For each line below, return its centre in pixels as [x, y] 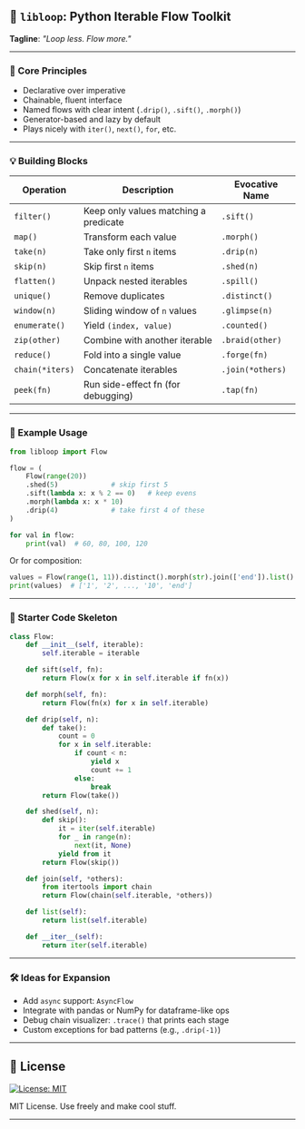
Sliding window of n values [140, 311]
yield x [105, 761]
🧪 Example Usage [49, 433]
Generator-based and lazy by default [92, 120]
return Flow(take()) [81, 795]
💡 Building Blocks [49, 162]
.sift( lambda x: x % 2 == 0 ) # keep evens [111, 494]
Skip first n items [118, 267]
